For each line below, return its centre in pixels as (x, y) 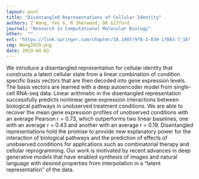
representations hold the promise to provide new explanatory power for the (99, 131)
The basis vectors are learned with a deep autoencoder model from (89, 87)
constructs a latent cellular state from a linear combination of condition (93, 74)
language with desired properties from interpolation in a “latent (84, 163)
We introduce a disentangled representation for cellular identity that (90, 68)
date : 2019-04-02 (28, 51)
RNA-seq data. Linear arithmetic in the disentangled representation (98, 93)
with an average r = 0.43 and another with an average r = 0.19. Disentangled (100, 125)
